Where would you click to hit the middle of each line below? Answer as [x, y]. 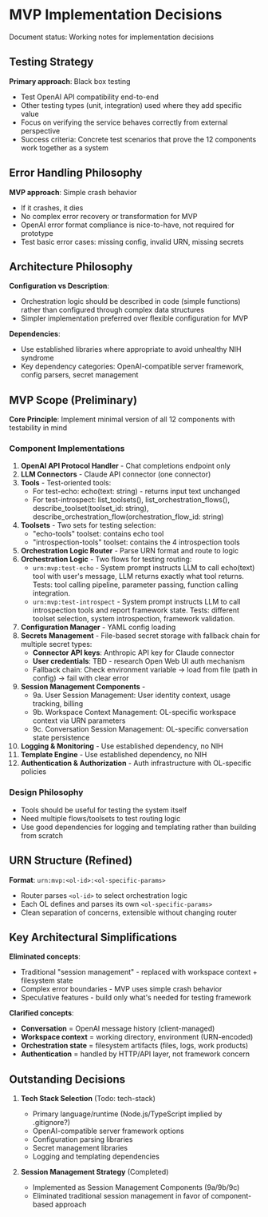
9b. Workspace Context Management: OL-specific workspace [134, 712]
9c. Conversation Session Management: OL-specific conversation [141, 729]
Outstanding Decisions [67, 1079]
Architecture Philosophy [71, 267]
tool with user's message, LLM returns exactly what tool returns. [138, 577]
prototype [37, 233]
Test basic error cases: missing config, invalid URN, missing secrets [132, 241]
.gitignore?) [51, 1123]
